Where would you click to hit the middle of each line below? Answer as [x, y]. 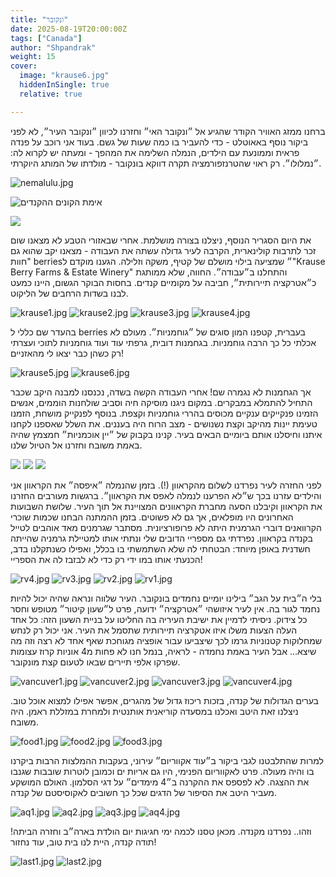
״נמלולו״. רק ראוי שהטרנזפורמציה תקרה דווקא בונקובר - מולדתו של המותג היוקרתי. [166, 163]
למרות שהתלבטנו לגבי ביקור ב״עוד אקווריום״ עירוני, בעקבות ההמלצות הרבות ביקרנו [167, 760]
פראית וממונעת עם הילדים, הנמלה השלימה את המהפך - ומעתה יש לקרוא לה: [155, 152]
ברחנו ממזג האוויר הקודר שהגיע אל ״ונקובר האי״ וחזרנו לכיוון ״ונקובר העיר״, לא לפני [168, 131]
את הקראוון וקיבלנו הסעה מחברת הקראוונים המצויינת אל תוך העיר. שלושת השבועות [166, 506]
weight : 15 [33, 57]
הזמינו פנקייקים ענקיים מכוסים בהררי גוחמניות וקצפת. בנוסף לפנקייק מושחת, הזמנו [164, 413]
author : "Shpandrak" [53, 47]
